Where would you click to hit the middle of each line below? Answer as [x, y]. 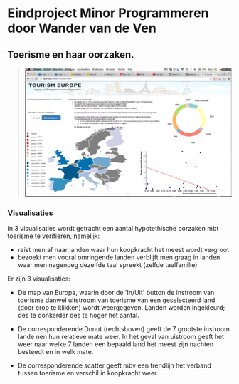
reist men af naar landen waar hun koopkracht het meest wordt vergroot [123, 250]
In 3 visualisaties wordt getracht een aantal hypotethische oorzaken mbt [113, 229]
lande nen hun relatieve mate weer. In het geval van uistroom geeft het [121, 337]
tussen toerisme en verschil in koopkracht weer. [88, 373]
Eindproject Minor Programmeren [108, 13]
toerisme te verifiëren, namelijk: [54, 236]
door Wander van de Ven [82, 28]
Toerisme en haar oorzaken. [71, 55]
